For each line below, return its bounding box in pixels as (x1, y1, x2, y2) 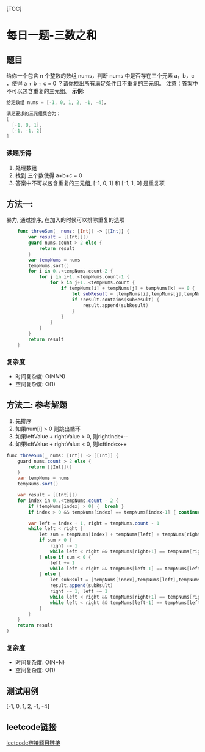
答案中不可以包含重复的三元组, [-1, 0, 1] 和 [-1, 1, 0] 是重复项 (15, 179, 165, 186)
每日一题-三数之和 (6, 29, 98, 42)
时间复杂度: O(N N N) (15, 373, 66, 380)
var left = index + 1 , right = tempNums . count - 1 (28, 520, 160, 526)
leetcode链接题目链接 (6, 739, 61, 746)
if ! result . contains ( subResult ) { (71, 297, 160, 303)
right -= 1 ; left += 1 (49, 588, 108, 595)
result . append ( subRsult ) (49, 583, 113, 589)
